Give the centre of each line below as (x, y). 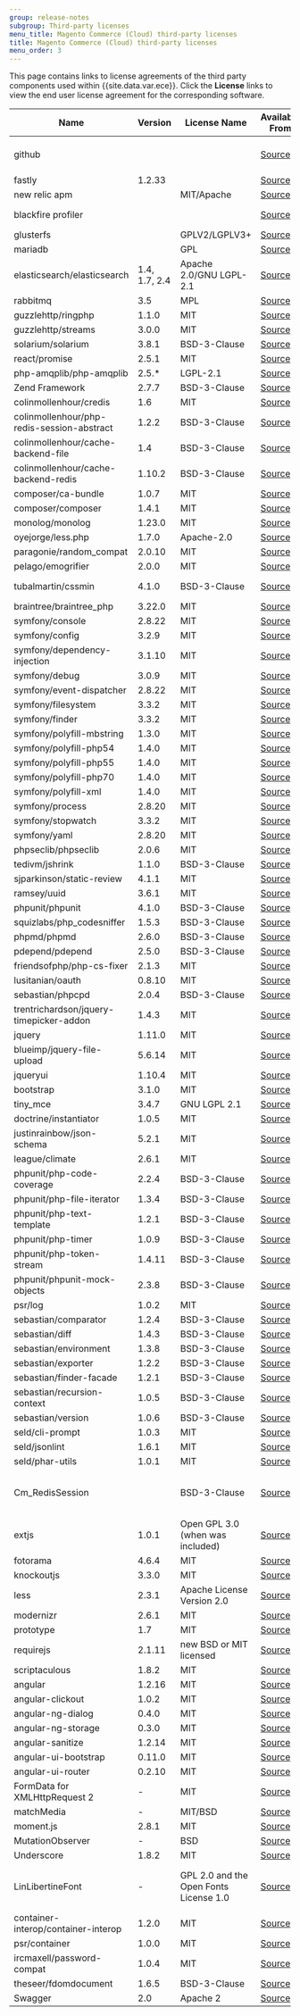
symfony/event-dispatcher (70, 690)
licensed (198, 1655)
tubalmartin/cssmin (54, 587)
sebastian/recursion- (58, 1392)
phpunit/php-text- (53, 1213)
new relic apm (43, 195)
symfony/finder (46, 720)
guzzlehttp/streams (55, 329)
